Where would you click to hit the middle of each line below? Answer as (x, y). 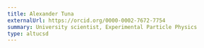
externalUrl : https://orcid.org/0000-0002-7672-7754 (86, 20)
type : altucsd (28, 34)
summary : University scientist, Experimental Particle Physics (102, 27)
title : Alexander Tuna (41, 14)
